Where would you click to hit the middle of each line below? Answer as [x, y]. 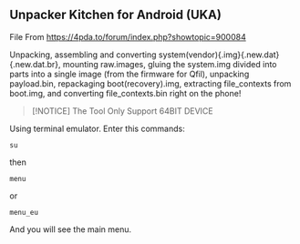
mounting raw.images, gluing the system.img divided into [170, 64]
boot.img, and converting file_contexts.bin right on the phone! [125, 93]
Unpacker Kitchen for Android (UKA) [115, 15]
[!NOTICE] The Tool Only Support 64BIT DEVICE [122, 111]
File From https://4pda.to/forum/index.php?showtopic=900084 [128, 36]
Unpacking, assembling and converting [83, 55]
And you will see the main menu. [71, 229]
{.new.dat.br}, [35, 64]
